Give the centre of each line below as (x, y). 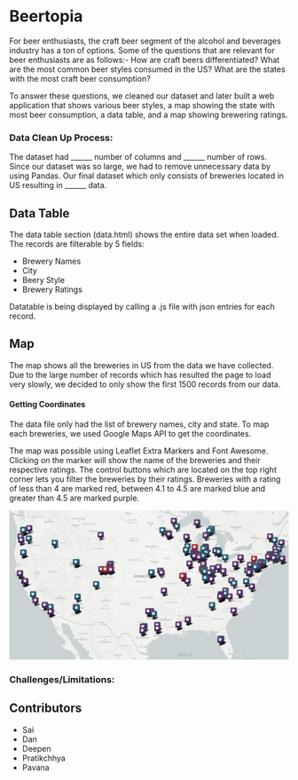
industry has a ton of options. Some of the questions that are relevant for (142, 50)
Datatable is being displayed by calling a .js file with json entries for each (142, 307)
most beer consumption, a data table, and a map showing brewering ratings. (149, 114)
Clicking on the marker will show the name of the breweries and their (135, 461)
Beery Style (43, 280)
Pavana (36, 767)
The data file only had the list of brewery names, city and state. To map (139, 424)
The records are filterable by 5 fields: (77, 244)
